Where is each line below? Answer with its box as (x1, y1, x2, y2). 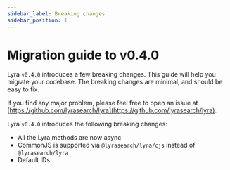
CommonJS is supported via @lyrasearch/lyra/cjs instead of (17, 141, 196, 150)
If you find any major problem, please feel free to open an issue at (7, 99, 198, 107)
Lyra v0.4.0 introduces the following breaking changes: (7, 120, 167, 129)
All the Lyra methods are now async (17, 133, 122, 142)
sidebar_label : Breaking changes (7, 10, 106, 18)
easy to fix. (7, 85, 40, 93)
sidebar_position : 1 (7, 17, 68, 24)
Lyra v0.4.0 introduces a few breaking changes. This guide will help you (7, 70, 216, 79)
